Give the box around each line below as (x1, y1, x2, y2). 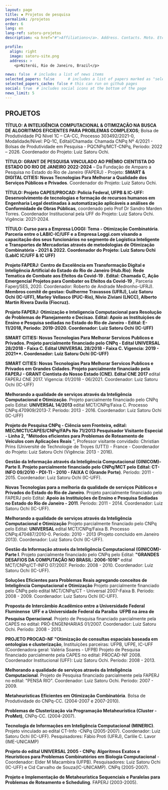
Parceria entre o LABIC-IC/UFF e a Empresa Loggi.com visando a (5, 231, 142, 237)
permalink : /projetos (5, 17, 50, 22)
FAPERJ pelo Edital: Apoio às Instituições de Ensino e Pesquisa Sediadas (5, 495, 158, 501)
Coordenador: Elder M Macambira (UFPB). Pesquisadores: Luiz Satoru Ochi (5, 759, 161, 765)
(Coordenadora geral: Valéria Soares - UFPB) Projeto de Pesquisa (5, 647, 140, 653)
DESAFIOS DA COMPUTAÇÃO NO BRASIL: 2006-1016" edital (5, 557, 132, 563)
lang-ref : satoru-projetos (5, 31, 61, 36)
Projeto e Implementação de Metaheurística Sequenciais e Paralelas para (5, 774, 160, 780)
